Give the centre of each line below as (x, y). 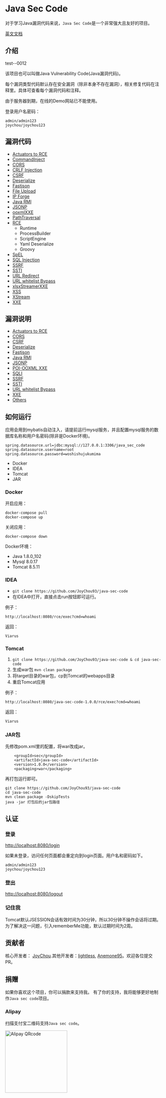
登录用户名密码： (23, 111)
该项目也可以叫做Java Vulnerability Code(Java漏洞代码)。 (64, 73)
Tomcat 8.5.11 (26, 567)
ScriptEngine (33, 238)
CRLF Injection (27, 170)
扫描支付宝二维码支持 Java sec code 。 (44, 1023)
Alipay (13, 1012)
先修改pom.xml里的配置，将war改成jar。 (46, 747)
